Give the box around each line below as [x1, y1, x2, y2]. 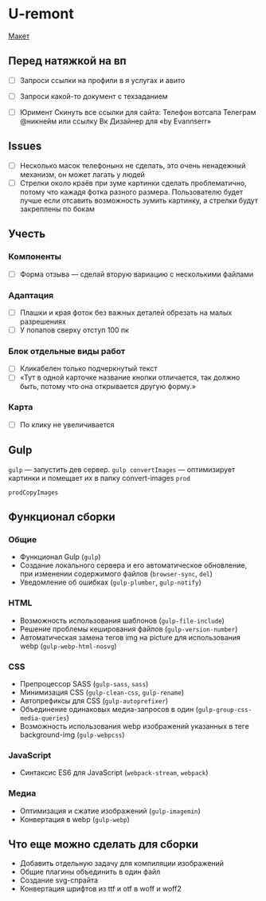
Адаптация [8, 289, 54, 301]
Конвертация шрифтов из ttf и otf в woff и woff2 [19, 884, 182, 894]
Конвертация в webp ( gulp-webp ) [19, 814, 130, 824]
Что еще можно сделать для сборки [8, 837, 199, 851]
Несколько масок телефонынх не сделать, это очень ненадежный [19, 160, 246, 170]
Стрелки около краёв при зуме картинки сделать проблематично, [19, 178, 247, 187]
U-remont [8, 5, 74, 23]
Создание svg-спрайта [19, 875, 98, 885]
